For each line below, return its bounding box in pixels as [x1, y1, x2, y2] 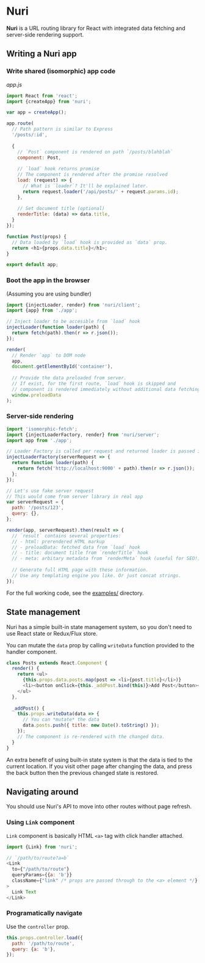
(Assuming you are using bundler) [6, 290, 92, 297]
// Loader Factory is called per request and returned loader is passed [6, 448, 195, 454]
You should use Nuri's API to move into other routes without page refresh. [6, 803, 192, 810]
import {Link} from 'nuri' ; [6, 844, 78, 850]
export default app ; [6, 261, 59, 268]
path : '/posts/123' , [12, 505, 64, 511]
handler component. [6, 648, 57, 655]
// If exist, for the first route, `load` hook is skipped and [12, 380, 176, 387]
